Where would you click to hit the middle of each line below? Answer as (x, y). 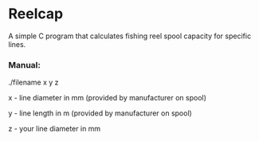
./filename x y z (33, 82)
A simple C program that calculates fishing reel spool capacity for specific (130, 36)
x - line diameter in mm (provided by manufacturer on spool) (108, 98)
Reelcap (36, 14)
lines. (17, 44)
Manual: (25, 65)
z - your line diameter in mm (55, 129)
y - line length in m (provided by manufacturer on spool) (100, 113)
